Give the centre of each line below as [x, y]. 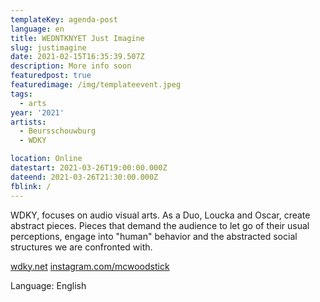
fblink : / [31, 186]
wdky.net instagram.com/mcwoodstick [90, 266]
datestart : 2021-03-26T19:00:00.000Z [89, 168]
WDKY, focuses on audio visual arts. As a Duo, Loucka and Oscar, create [160, 215]
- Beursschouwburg [58, 131]
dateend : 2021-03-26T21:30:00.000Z [84, 177]
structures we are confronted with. [81, 247]
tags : [21, 94]
